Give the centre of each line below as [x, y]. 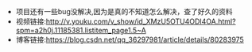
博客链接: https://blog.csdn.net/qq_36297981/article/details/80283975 [130, 39]
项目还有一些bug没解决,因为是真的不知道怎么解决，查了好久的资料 [124, 11]
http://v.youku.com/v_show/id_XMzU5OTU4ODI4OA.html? [141, 21]
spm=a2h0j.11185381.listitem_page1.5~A [81, 30]
